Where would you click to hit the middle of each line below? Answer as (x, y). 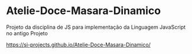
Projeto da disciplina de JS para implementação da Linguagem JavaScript (96, 27)
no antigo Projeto (27, 33)
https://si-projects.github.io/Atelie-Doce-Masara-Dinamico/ (78, 45)
